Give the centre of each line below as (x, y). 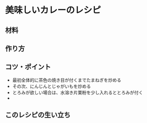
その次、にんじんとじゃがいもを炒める (51, 86)
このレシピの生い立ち (38, 115)
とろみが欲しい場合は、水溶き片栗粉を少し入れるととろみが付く (77, 92)
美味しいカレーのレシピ (53, 10)
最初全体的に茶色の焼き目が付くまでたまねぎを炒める (67, 80)
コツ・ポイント (28, 67)
